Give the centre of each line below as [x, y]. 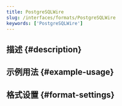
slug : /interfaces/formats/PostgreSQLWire [61, 18]
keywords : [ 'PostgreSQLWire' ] [45, 23]
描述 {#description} [44, 49]
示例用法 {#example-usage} [60, 72]
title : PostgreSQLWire [35, 12]
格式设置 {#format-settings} [60, 95]
